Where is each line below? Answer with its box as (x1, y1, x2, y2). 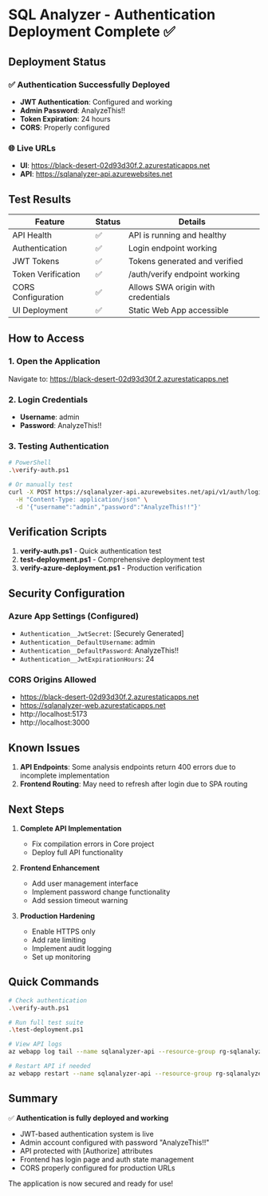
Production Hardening (19, 910, 96, 921)
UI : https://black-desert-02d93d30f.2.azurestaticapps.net (19, 161, 211, 170)
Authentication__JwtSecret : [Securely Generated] (19, 629, 185, 638)
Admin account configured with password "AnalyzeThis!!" (19, 1138, 210, 1147)
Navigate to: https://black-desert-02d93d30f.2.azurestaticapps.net (8, 374, 229, 383)
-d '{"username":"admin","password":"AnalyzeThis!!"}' (15, 502, 202, 511)
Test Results (8, 192, 72, 206)
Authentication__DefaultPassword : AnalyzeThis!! (19, 646, 179, 655)
